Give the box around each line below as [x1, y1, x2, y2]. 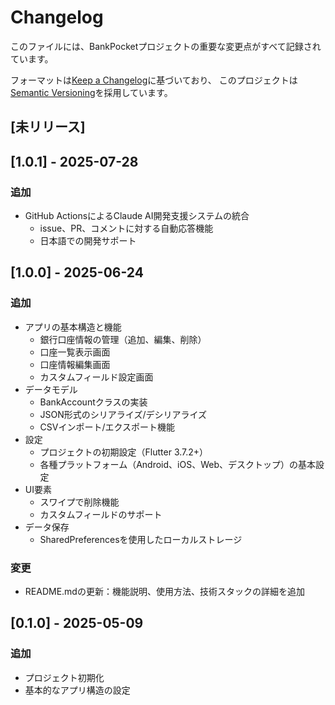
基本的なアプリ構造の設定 [24, 684, 131, 696]
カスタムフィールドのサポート [39, 508, 163, 520]
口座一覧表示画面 [39, 346, 111, 358]
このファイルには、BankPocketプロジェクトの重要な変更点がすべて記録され [10, 40, 322, 52]
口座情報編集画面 [39, 358, 111, 370]
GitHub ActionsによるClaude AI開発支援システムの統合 [24, 210, 250, 222]
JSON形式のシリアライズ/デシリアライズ [39, 408, 208, 420]
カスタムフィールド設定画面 [39, 371, 154, 383]
